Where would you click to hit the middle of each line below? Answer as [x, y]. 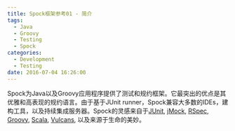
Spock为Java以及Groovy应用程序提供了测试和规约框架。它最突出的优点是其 [117, 93]
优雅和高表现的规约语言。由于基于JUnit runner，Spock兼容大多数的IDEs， [115, 102]
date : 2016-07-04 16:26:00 [47, 72]
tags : [15, 20]
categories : [25, 53]
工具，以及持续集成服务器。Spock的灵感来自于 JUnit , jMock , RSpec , [111, 111]
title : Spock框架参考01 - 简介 [50, 14]
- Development [34, 60]
